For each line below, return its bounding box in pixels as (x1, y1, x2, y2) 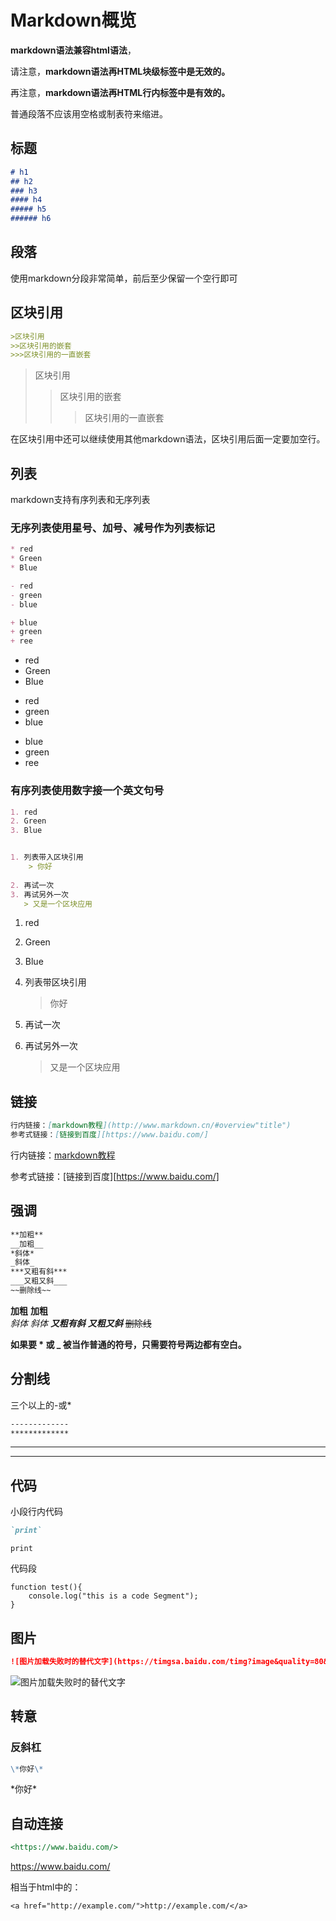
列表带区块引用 (24, 976, 87, 988)
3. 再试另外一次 (10, 889, 69, 900)
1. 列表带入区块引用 (10, 852, 84, 863)
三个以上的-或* (10, 1399, 72, 1411)
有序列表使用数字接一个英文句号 (10, 784, 165, 798)
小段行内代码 (10, 1506, 63, 1518)
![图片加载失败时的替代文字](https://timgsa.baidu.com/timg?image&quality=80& (10, 1656, 328, 1666)
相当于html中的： (10, 1881, 82, 1893)
